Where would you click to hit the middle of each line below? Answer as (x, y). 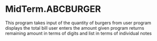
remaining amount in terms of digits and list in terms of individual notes (78, 33)
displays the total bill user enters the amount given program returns (75, 28)
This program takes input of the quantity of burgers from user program (78, 23)
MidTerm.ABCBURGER (53, 9)
